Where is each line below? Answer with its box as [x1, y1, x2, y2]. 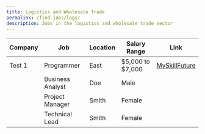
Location [89, 43, 116, 52]
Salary [126, 40, 146, 48]
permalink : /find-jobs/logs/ [6, 15, 81, 21]
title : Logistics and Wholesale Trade [6, 9, 105, 15]
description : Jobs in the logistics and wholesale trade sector [6, 20, 173, 26]
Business [44, 75, 71, 83]
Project [44, 93, 65, 101]
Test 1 [9, 62, 27, 70]
